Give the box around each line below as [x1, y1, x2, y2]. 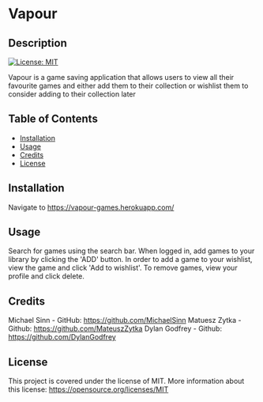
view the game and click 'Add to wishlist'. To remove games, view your [8, 263, 239, 273]
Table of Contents [8, 112, 99, 126]
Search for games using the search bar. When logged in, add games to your [8, 246, 255, 256]
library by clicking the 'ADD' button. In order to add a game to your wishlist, [8, 255, 253, 264]
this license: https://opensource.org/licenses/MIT [8, 385, 169, 394]
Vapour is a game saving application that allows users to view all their [8, 73, 235, 82]
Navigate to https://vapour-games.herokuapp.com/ [8, 203, 175, 212]
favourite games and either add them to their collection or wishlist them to [8, 81, 249, 90]
